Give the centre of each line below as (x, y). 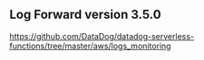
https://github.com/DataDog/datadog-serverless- (102, 36)
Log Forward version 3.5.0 (85, 15)
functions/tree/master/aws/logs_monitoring (90, 46)
